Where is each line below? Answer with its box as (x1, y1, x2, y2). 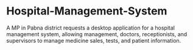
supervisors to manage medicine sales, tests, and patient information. (6, 37, 181, 44)
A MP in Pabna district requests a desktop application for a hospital (6, 24, 175, 31)
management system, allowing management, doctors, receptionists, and (6, 30, 188, 37)
